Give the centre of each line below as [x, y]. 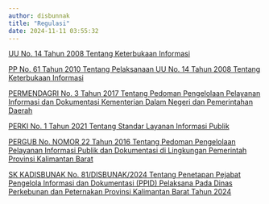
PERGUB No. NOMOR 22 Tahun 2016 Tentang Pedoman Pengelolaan [122, 142]
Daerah [21, 110]
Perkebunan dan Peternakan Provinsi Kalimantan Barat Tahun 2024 [120, 192]
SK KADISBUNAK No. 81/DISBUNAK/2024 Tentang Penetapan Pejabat [125, 175]
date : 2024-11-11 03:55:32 [54, 31]
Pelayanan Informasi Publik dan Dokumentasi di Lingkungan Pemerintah [128, 151]
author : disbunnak [39, 16]
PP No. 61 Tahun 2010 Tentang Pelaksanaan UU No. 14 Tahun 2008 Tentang [134, 69]
